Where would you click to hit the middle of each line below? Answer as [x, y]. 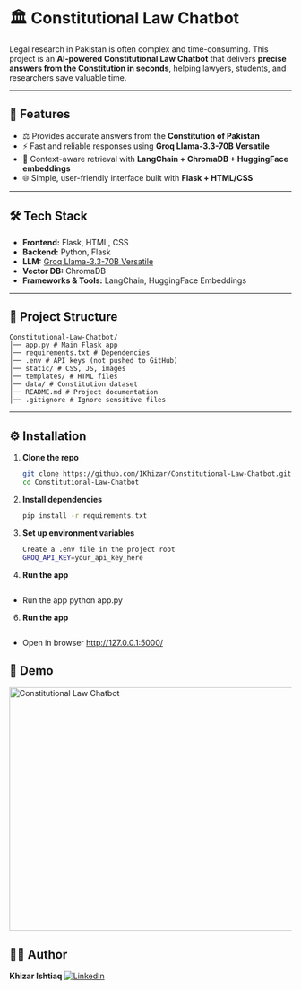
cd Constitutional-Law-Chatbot [81, 482]
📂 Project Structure [64, 317]
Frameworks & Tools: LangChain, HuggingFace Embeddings [134, 280]
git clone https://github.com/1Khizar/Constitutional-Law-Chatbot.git [157, 474]
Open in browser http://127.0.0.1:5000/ [93, 642]
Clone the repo [50, 458]
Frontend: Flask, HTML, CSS [75, 242]
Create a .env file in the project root [99, 549]
